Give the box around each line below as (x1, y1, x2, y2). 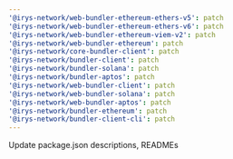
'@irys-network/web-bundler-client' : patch (8, 81, 176, 90)
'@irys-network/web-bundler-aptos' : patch (8, 97, 171, 107)
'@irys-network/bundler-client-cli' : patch (8, 114, 176, 124)
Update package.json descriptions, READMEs (8, 140, 179, 151)
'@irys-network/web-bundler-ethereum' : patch (8, 38, 183, 48)
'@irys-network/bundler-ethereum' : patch (8, 106, 168, 115)
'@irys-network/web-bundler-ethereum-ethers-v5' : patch (8, 13, 224, 23)
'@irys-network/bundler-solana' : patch (8, 65, 160, 74)
